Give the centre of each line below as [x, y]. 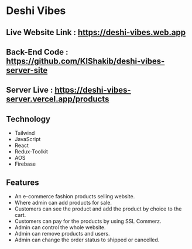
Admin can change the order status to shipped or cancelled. [87, 240]
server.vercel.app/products [58, 99]
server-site [27, 70]
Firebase [25, 164]
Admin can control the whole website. [60, 227]
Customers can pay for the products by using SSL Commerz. [88, 221]
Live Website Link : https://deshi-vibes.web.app [96, 32]
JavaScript [28, 139]
